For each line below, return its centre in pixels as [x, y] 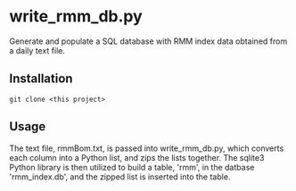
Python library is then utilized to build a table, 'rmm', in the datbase [132, 167]
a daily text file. [37, 50]
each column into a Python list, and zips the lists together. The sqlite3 [137, 157]
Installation [41, 79]
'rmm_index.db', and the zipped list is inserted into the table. [120, 177]
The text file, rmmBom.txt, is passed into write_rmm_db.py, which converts [147, 148]
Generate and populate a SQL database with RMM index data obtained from [148, 41]
